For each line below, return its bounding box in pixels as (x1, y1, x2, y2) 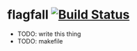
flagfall (7, 7, 49, 23)
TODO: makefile (17, 37, 63, 45)
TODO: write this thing (17, 30, 81, 38)
